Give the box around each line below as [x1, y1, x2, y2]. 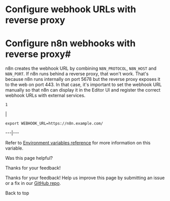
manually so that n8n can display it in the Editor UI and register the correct [5, 87, 161, 93]
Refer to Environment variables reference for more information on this [5, 140, 151, 146]
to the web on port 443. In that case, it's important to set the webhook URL [5, 81, 162, 88]
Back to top [5, 190, 29, 196]
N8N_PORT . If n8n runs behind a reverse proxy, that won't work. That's [5, 71, 149, 77]
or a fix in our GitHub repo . [5, 180, 61, 186]
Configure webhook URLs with [5, 4, 137, 15]
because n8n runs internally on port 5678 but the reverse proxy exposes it [5, 76, 161, 82]
